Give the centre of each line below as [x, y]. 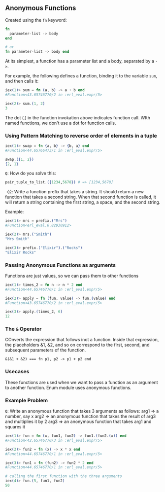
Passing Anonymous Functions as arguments [60, 265]
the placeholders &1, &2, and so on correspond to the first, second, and [77, 345]
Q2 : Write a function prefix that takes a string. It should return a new [76, 192]
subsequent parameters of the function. [46, 350]
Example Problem [27, 400]
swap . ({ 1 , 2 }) [20, 159]
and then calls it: [22, 81]
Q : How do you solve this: [31, 173]
